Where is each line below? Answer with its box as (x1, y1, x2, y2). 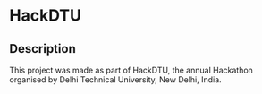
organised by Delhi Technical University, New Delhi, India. (9, 74, 222, 85)
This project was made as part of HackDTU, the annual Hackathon (9, 64, 253, 75)
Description (9, 41, 76, 56)
